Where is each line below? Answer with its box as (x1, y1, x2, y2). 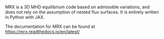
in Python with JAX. (5, 14, 45, 20)
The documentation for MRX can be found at (5, 24, 95, 29)
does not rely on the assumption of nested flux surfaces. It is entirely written (5, 9, 159, 15)
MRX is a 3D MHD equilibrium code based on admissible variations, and (5, 4, 150, 10)
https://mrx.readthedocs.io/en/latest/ (5, 29, 80, 34)
